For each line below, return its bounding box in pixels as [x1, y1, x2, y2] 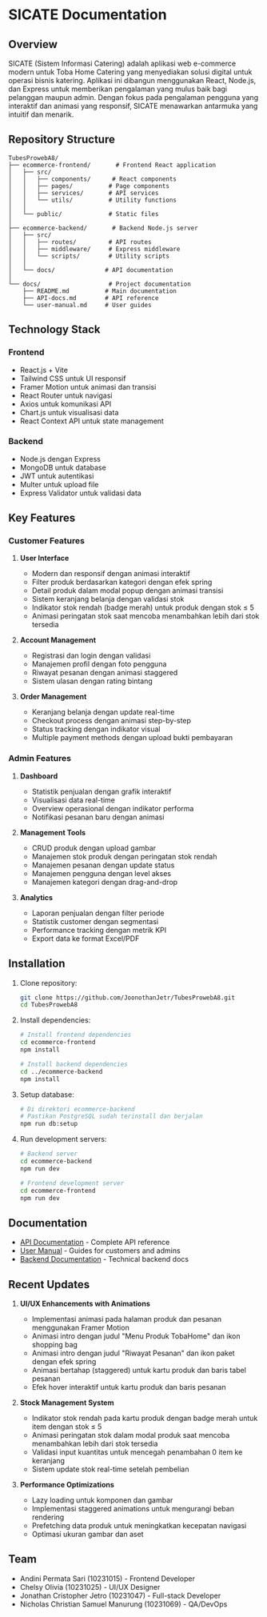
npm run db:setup [19, 1120, 78, 1128]
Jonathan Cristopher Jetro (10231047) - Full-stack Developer [19, 1591, 221, 1600]
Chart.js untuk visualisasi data [19, 407, 119, 417]
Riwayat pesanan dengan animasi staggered [31, 668, 178, 678]
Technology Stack [8, 322, 101, 337]
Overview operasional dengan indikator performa [31, 803, 194, 813]
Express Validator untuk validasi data [19, 488, 141, 498]
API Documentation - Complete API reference [19, 1238, 170, 1247]
